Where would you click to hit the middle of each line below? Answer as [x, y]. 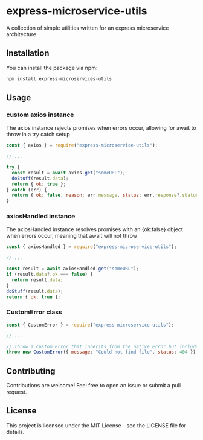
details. [15, 432]
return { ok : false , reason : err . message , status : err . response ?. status [105, 195]
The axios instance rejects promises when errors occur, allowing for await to [101, 128]
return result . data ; [37, 280]
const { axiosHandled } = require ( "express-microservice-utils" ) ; [92, 247]
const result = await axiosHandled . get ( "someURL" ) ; [72, 269]
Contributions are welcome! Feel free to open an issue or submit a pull [94, 386]
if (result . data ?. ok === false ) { [50, 275]
